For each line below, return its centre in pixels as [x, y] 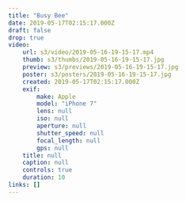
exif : [32, 89]
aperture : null [62, 126]
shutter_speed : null [70, 133]
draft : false [30, 30]
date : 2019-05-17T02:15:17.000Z [61, 23]
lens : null [55, 112]
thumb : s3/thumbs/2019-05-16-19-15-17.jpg [93, 60]
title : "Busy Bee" [38, 15]
